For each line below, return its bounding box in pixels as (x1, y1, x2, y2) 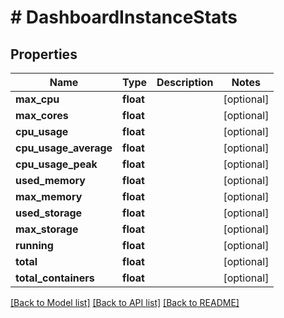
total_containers (15, 271, 95, 285)
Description (156, 76, 214, 89)
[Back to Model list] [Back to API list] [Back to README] (10, 297, 240, 308)
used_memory (15, 174, 86, 187)
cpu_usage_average (15, 141, 113, 155)
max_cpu (15, 92, 60, 106)
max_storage (15, 222, 79, 236)
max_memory (15, 190, 83, 203)
